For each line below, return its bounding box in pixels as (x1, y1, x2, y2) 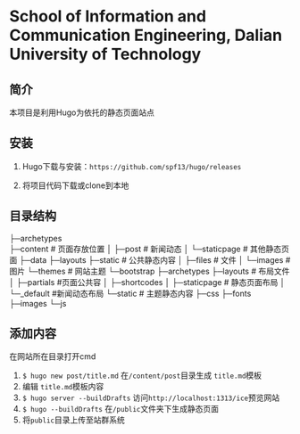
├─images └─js (9, 298, 67, 308)
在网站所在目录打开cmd (9, 351, 96, 362)
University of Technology (9, 45, 202, 64)
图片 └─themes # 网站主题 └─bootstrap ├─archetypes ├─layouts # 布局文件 (9, 266, 290, 276)
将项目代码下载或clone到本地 (21, 180, 129, 191)
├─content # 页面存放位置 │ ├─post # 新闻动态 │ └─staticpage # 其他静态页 (9, 243, 290, 254)
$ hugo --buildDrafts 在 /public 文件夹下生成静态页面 (21, 404, 220, 414)
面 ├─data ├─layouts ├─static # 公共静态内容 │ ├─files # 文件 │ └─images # (9, 254, 291, 265)
